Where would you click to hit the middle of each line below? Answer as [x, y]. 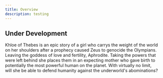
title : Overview [21, 9]
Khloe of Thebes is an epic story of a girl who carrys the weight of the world [81, 45]
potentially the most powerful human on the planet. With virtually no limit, [78, 65]
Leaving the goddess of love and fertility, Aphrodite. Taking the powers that [81, 55]
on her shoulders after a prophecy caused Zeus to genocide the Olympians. [81, 50]
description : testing [27, 14]
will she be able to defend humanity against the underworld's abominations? [81, 71]
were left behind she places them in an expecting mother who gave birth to [80, 60]
